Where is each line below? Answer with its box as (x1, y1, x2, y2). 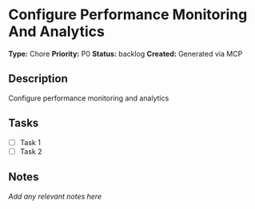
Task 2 (19, 146, 42, 156)
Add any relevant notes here (8, 191, 102, 201)
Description (8, 72, 68, 85)
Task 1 (19, 137, 42, 147)
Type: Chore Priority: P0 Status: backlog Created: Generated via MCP (8, 49, 243, 58)
